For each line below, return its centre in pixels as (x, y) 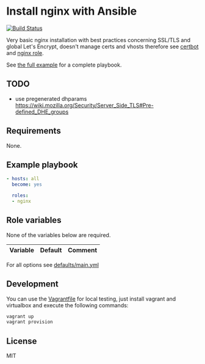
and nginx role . (25, 53)
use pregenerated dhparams (51, 98)
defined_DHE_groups (42, 112)
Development (33, 284)
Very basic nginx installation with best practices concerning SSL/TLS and (99, 40)
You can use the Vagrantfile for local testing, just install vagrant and (91, 299)
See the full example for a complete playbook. (64, 65)
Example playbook (42, 165)
